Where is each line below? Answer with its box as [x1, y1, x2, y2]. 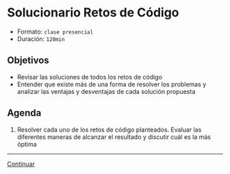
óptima [16, 140, 37, 148]
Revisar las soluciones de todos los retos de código [16, 73, 163, 81]
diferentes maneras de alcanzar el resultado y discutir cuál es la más [16, 132, 211, 141]
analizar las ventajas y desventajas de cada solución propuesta [16, 87, 196, 95]
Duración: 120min [16, 34, 65, 42]
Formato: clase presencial [16, 27, 94, 36]
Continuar [7, 160, 36, 168]
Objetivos [7, 55, 49, 66]
